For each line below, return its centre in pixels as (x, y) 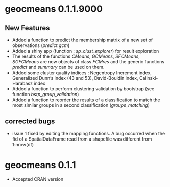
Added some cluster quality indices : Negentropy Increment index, (82, 73)
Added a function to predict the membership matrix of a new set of (82, 40)
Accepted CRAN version (38, 179)
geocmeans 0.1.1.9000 (54, 9)
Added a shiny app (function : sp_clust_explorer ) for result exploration (86, 51)
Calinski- (149, 78)
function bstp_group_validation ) (45, 94)
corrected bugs (30, 121)
